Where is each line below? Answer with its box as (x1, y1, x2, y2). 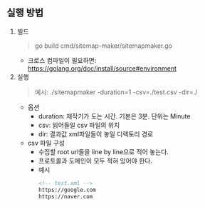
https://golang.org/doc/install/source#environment (27, 64, 177, 73)
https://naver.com (38, 193, 93, 200)
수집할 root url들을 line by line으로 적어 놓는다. (38, 147, 169, 156)
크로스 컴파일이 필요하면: (27, 56, 97, 64)
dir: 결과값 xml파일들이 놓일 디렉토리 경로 (38, 129, 154, 138)
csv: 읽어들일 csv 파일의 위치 (38, 121, 120, 129)
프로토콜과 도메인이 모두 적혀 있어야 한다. (38, 156, 152, 165)
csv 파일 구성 (27, 138, 65, 147)
